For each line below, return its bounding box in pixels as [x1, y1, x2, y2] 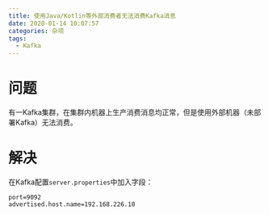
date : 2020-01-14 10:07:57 [8, 19, 99, 27]
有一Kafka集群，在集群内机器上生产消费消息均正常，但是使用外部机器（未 [8, 107, 254, 117]
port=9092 [8, 193, 42, 201]
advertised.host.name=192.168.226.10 [8, 200, 136, 209]
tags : [8, 34, 27, 43]
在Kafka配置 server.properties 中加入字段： [8, 177, 153, 187]
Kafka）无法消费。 [15, 118, 78, 128]
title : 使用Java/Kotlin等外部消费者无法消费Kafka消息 [8, 11, 176, 20]
